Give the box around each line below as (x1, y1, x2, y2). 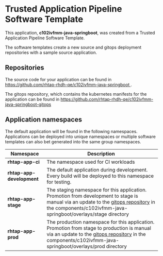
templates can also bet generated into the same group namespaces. (5, 138, 142, 144)
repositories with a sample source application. (5, 50, 97, 55)
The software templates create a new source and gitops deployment (5, 44, 142, 50)
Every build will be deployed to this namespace (47, 172, 154, 179)
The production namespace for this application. (47, 219, 155, 225)
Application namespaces (5, 116, 82, 124)
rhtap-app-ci (7, 158, 40, 165)
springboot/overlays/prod (47, 243, 105, 250)
